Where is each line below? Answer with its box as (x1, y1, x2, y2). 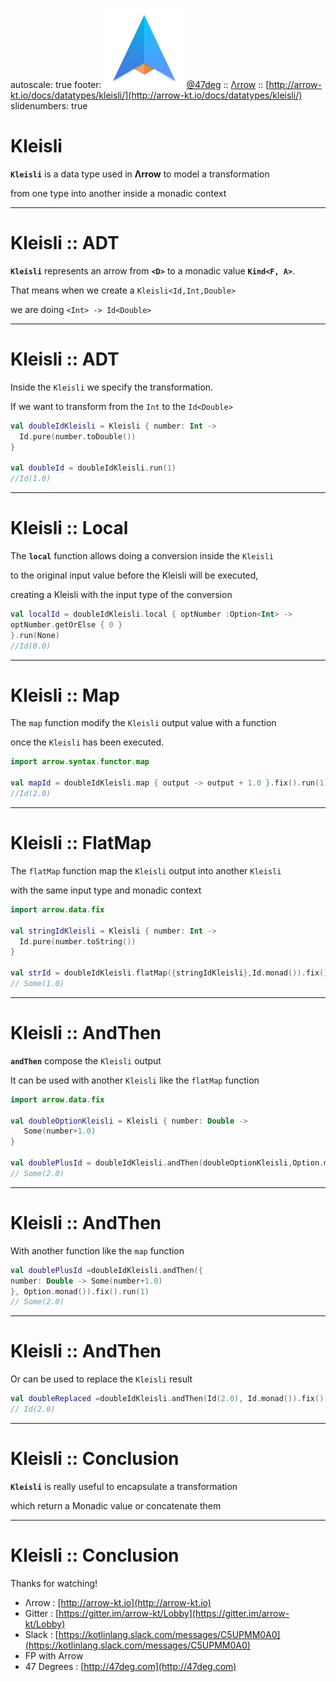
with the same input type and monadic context (10, 884, 202, 896)
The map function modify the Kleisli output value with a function (10, 717, 277, 729)
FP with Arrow (24, 1649, 84, 1662)
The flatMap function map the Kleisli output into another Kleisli (10, 864, 282, 877)
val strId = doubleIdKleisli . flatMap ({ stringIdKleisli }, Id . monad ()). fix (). (10, 968, 333, 978)
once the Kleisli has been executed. (10, 736, 165, 748)
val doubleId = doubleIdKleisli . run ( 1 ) (10, 463, 177, 473)
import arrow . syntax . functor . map (10, 757, 150, 767)
